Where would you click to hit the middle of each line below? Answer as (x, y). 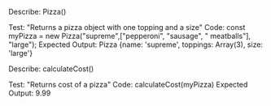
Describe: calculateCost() (51, 69)
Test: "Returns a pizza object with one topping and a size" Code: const (127, 27)
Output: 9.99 (30, 93)
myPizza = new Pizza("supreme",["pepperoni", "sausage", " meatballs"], (129, 36)
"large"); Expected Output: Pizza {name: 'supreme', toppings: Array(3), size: (135, 45)
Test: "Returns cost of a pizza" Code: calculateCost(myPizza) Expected (128, 85)
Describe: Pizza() (37, 12)
